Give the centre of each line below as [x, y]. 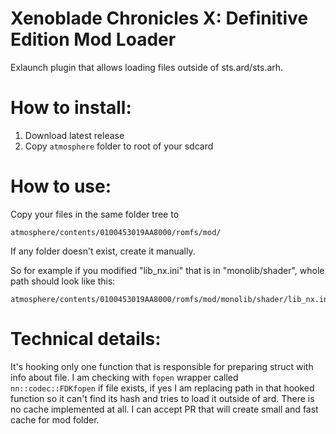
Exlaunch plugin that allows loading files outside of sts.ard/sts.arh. [147, 67]
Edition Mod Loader [93, 39]
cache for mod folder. [55, 419]
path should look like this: [63, 281]
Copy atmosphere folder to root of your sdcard [119, 146]
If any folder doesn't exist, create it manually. [103, 251]
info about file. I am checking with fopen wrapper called [124, 377]
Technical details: [86, 339]
